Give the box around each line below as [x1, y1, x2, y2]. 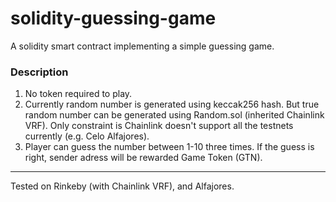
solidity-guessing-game [10, 7, 217, 30]
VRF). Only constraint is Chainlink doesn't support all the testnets [24, 120, 294, 132]
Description [10, 65, 69, 79]
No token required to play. [24, 88, 133, 100]
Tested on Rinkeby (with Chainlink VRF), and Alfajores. [10, 180, 235, 192]
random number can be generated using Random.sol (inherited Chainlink [24, 109, 325, 121]
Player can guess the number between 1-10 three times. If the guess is [24, 141, 315, 153]
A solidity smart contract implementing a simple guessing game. [10, 40, 275, 52]
